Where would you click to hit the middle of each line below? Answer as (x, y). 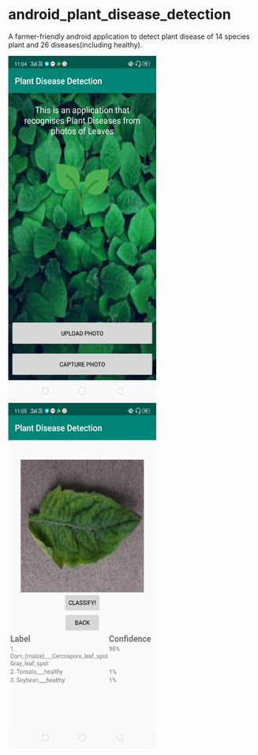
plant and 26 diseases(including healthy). (75, 44)
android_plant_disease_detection (120, 15)
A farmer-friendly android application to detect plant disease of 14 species (129, 36)
